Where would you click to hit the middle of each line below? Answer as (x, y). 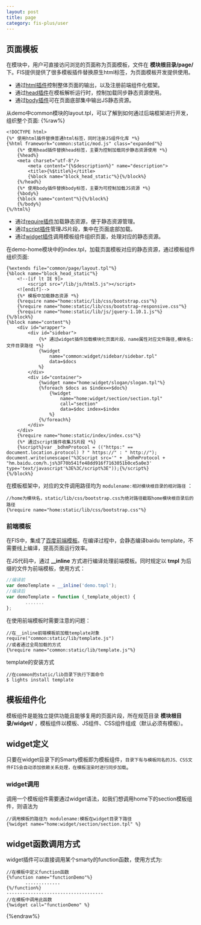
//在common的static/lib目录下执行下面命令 (55, 674)
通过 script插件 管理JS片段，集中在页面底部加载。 (76, 229)
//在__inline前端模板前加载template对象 (53, 633)
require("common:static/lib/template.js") (60, 638)
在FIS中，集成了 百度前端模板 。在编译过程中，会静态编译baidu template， (97, 541)
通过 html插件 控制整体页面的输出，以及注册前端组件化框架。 (89, 85)
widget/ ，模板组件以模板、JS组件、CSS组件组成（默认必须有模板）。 (100, 723)
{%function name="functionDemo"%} (50, 878)
